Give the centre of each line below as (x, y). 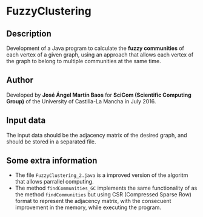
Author (20, 80)
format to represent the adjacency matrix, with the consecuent (93, 201)
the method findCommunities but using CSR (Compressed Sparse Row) (103, 195)
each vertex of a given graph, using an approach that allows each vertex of (100, 55)
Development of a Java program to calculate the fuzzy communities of (95, 48)
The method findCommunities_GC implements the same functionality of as (106, 188)
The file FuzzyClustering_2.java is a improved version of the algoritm (101, 175)
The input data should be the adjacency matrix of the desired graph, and (97, 135)
